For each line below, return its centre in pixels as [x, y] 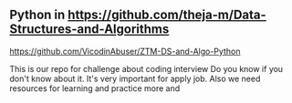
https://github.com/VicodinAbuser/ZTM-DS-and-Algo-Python [125, 51]
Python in [37, 15]
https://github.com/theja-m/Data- [167, 15]
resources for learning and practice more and [95, 88]
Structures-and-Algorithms [89, 30]
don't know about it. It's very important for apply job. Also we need [135, 78]
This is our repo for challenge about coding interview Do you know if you [146, 68]
